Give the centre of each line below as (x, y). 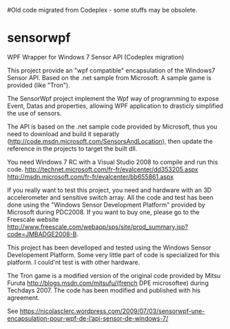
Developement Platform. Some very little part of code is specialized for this (114, 254)
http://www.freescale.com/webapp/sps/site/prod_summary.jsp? (97, 227)
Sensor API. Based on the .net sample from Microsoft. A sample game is (109, 77)
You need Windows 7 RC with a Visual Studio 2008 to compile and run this (113, 162)
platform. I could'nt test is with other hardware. (74, 262)
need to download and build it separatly (63, 133)
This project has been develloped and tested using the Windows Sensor (109, 247)
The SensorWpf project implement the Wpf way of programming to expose (113, 98)
